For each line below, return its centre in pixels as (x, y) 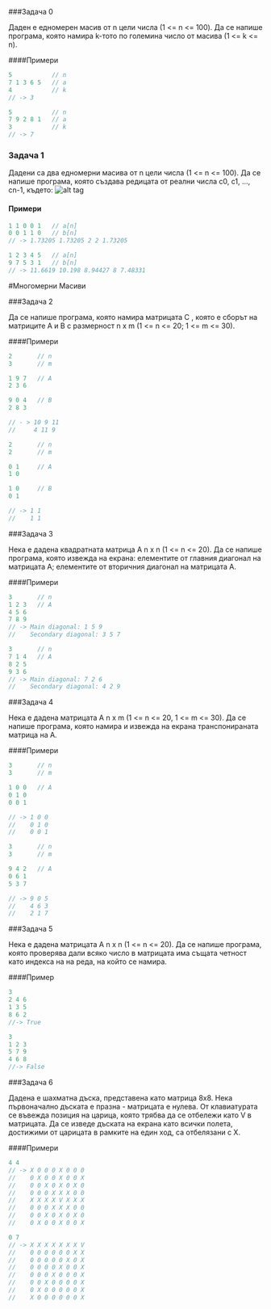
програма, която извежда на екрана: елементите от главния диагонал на (135, 558)
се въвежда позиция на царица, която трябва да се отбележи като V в (130, 1115)
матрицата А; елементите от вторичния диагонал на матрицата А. (122, 566)
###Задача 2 (31, 301)
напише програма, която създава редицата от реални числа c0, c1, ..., (129, 182)
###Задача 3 (31, 533)
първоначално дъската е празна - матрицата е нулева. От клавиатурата (133, 1107)
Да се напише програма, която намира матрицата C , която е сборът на (133, 317)
